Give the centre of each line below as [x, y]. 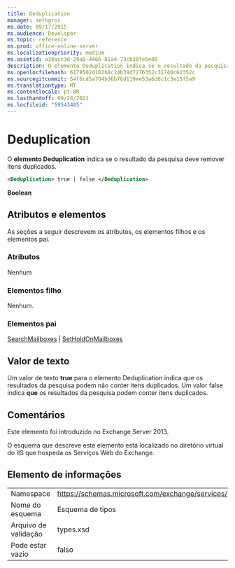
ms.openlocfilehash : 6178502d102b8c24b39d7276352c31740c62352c [101, 72]
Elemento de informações [64, 475]
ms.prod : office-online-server [53, 46]
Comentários [36, 415]
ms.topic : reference [37, 40]
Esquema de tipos [87, 509]
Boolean [20, 193]
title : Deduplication [39, 14]
